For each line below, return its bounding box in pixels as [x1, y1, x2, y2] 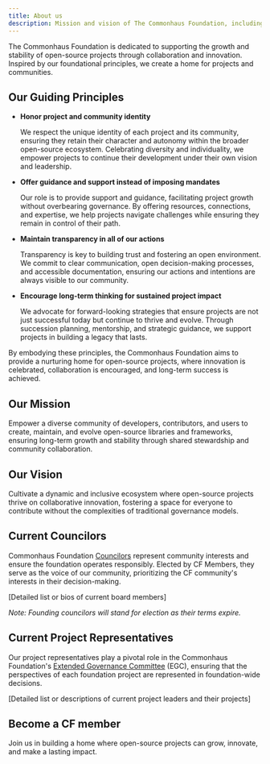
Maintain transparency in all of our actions [19, 235, 165, 244]
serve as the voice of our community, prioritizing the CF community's [8, 567, 238, 577]
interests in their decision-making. [8, 576, 121, 586]
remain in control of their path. [19, 218, 121, 228]
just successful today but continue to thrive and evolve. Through [19, 315, 235, 325]
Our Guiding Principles [8, 90, 125, 104]
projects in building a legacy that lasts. [19, 332, 148, 343]
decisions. [8, 678, 43, 687]
